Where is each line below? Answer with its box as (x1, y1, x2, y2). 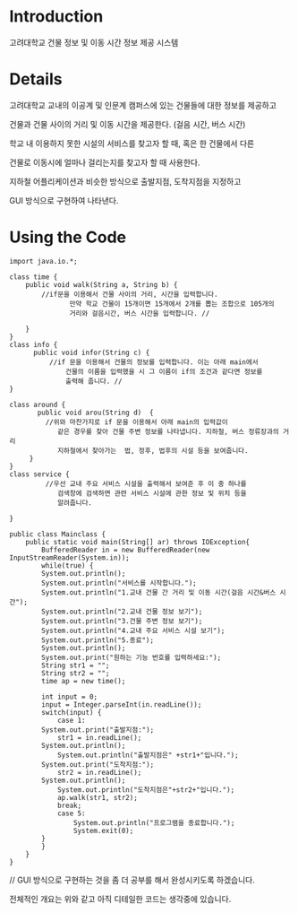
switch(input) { (41, 708, 102, 717)
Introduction (9, 6, 104, 27)
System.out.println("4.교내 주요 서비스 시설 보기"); (41, 626, 226, 635)
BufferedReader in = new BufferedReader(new (41, 545, 210, 554)
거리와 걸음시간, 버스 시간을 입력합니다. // (69, 309, 210, 317)
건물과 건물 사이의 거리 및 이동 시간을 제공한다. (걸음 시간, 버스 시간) (9, 118, 246, 129)
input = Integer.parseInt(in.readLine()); (41, 700, 202, 709)
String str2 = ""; (41, 668, 110, 678)
